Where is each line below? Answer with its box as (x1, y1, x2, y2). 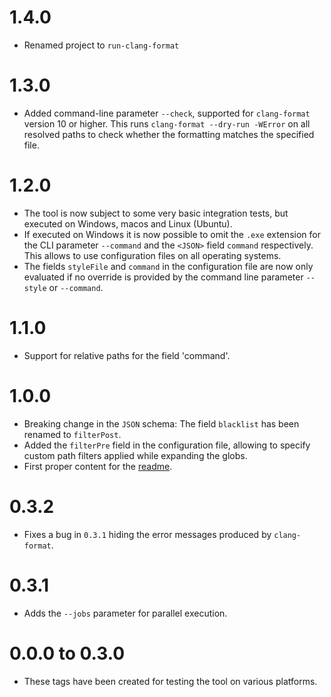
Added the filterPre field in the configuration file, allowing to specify (23, 439, 311, 451)
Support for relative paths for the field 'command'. (23, 349, 231, 361)
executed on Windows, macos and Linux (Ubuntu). (23, 217, 233, 230)
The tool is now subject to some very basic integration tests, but (23, 207, 289, 219)
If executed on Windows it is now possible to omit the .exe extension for (23, 228, 321, 240)
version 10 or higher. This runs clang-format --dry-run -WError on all (23, 117, 311, 130)
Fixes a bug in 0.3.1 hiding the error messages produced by (23, 528, 272, 540)
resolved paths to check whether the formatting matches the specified (23, 128, 315, 140)
